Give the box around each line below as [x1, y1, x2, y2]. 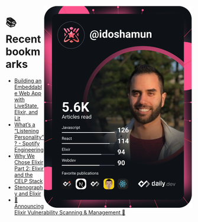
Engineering [14, 146, 44, 153]
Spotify [22, 139, 40, 147]
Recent [5, 32, 41, 46]
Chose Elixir [14, 158, 44, 165]
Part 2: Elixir [14, 165, 44, 172]
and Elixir [18, 190, 41, 197]
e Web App [14, 89, 42, 97]
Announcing [14, 203, 44, 210]
